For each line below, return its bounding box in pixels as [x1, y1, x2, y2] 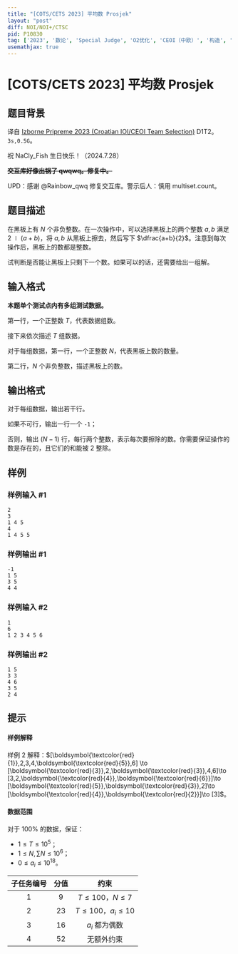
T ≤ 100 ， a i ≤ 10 [75, 906, 135, 917]
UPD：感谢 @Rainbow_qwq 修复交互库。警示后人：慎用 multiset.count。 [7, 182, 221, 190]
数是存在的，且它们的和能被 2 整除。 [7, 443, 115, 453]
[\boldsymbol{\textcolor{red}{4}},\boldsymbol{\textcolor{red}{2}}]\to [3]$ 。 [7, 789, 230, 799]
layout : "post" [7, 17, 53, 24]
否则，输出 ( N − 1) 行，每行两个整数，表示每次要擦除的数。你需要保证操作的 [7, 435, 230, 443]
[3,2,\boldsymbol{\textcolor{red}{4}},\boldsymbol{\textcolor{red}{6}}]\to [7, 774, 222, 782]
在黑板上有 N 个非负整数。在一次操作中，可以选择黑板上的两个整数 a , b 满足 [7, 225, 229, 233]
